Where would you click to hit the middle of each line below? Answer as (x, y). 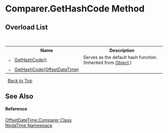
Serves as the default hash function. (120, 57)
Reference (16, 109)
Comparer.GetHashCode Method (75, 9)
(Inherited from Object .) (107, 62)
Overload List (26, 27)
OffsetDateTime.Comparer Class (38, 120)
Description (122, 50)
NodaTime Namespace (29, 125)
